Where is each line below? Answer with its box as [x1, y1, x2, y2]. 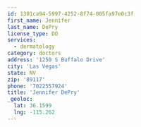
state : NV [7, 69, 37, 76]
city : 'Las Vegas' [7, 63, 61, 70]
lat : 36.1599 [13, 102, 52, 109]
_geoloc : [7, 96, 33, 103]
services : [7, 37, 37, 44]
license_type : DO [7, 30, 59, 37]
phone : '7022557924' [7, 83, 68, 90]
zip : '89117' [7, 75, 46, 83]
